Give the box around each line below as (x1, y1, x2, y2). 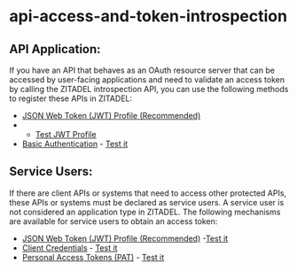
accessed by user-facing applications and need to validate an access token (9, 74, 285, 85)
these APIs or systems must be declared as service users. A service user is (9, 197, 285, 207)
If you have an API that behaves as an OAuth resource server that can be (9, 65, 275, 75)
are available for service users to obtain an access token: (9, 215, 218, 227)
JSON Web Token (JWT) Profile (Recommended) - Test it (21, 233, 229, 244)
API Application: (9, 42, 101, 57)
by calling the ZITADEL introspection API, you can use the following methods (9, 84, 289, 94)
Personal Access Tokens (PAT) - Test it (21, 252, 165, 262)
